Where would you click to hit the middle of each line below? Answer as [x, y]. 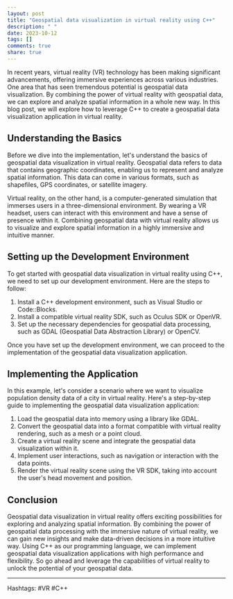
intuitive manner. [31, 235]
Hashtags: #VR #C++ [37, 589]
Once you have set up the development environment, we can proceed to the [116, 345]
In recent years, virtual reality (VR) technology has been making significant [114, 72]
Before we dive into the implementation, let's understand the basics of [107, 155]
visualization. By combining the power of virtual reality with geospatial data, [115, 94]
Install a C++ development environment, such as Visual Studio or [110, 302]
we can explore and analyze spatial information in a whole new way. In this [114, 101]
